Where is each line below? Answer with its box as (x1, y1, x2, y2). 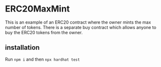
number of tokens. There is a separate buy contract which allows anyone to (5, 24, 157, 30)
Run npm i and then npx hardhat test (5, 56, 80, 62)
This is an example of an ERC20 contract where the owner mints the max (5, 19, 151, 25)
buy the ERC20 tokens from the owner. (5, 29, 83, 35)
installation (5, 43, 40, 52)
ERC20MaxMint (5, 3, 70, 14)
